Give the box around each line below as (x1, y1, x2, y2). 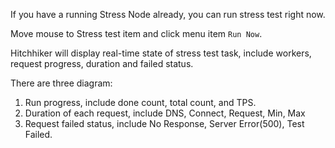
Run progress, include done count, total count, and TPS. (24, 97, 257, 108)
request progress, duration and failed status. (10, 58, 194, 69)
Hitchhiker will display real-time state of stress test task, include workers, (10, 47, 312, 59)
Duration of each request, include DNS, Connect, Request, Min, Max (24, 107, 306, 119)
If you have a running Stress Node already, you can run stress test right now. (10, 9, 326, 20)
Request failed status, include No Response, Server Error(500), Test (24, 118, 305, 129)
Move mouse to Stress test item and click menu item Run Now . (10, 28, 263, 39)
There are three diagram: (10, 77, 113, 89)
